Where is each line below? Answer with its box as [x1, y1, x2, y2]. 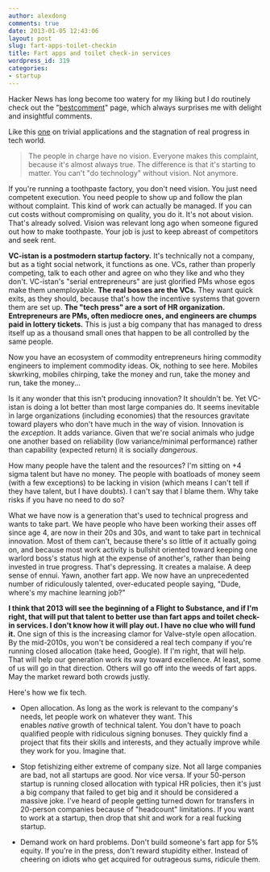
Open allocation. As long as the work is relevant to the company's [19, 703, 239, 712]
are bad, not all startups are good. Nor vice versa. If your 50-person [19, 770, 246, 779]
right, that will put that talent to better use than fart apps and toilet [8, 611, 235, 621]
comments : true [8, 19, 60, 27]
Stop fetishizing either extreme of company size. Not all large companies [19, 761, 262, 771]
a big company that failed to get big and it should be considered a [19, 787, 239, 797]
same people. [8, 336, 54, 346]
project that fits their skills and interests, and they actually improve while [19, 737, 260, 747]
